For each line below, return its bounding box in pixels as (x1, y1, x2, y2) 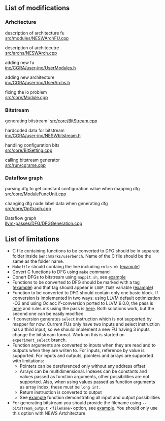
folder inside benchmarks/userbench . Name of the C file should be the (12, 253, 151, 259)
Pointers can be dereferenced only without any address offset (19, 363, 146, 369)
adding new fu (5, 59, 34, 66)
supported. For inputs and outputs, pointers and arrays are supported (12, 352, 154, 359)
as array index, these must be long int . (19, 384, 100, 390)
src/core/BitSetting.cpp (5, 147, 53, 153)
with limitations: (12, 358, 44, 364)
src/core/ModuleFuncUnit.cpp (5, 191, 66, 197)
